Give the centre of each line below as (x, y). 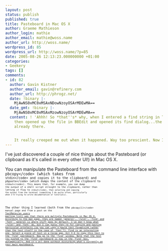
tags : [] (14, 71)
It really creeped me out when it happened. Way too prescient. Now (87, 140)
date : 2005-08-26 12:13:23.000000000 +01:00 (52, 56)
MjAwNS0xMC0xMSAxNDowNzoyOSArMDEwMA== (54, 103)
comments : (15, 75)
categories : (17, 61)
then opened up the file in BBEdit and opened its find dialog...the (88, 122)
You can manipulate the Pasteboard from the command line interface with (81, 169)
